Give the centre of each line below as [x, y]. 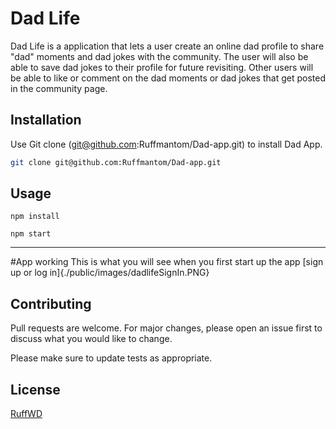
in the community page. [59, 88]
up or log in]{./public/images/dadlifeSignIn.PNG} [110, 273]
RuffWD [26, 414]
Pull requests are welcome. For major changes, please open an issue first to [166, 328]
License [35, 389]
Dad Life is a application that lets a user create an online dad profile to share [167, 46]
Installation [46, 120]
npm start [31, 234]
